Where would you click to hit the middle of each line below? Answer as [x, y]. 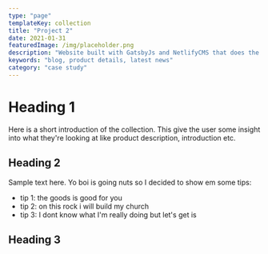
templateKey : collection [50, 23]
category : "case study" [48, 68]
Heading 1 [42, 107]
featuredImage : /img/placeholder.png [71, 46]
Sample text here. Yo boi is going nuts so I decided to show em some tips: [130, 182]
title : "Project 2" [41, 30]
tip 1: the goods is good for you [71, 197]
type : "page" [30, 16]
